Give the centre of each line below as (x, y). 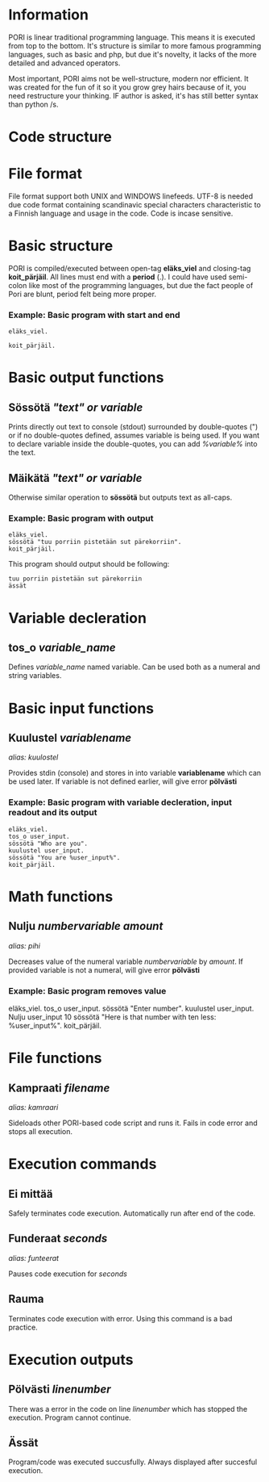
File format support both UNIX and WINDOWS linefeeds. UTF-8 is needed (131, 196)
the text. (22, 453)
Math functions (61, 896)
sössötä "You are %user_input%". (64, 857)
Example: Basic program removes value (87, 990)
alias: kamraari (33, 1107)
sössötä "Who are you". (48, 844)
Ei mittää (31, 1193)
